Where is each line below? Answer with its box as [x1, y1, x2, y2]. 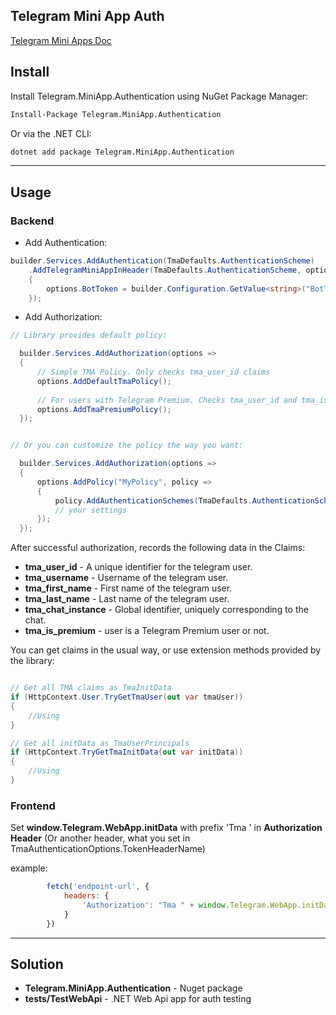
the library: [10, 655, 55, 667]
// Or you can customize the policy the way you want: [10, 440, 244, 451]
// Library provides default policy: [10, 330, 168, 341]
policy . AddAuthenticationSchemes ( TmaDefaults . [54, 495, 253, 506]
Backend [10, 214, 55, 228]
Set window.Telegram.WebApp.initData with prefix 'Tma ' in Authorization [10, 822, 323, 834]
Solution [10, 956, 64, 973]
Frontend [10, 799, 56, 813]
